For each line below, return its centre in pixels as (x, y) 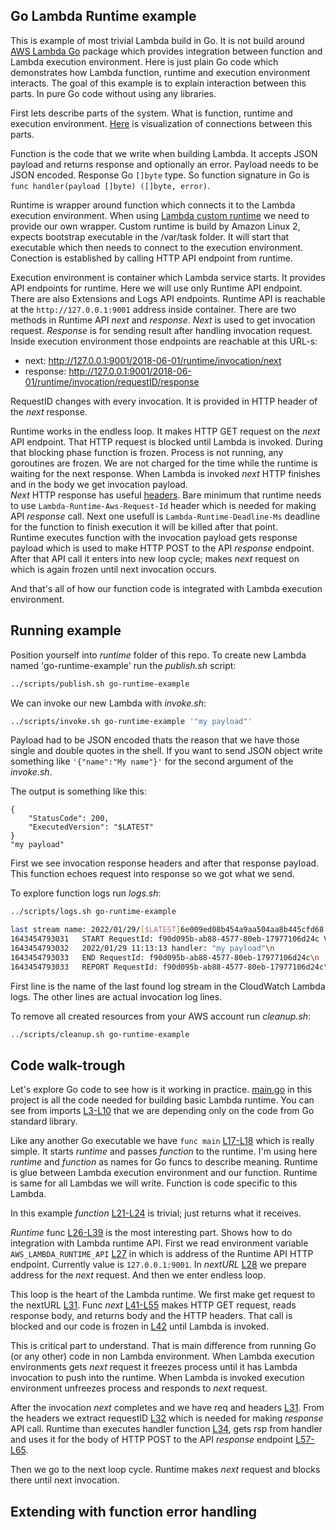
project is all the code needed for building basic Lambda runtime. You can (162, 1100)
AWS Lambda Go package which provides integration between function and (166, 51)
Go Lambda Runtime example (103, 16)
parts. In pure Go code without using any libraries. (113, 93)
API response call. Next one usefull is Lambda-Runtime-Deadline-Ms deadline (165, 516)
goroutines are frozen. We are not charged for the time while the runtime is (164, 463)
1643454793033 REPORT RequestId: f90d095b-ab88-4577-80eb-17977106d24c (167, 967)
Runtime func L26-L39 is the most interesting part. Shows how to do (151, 1233)
